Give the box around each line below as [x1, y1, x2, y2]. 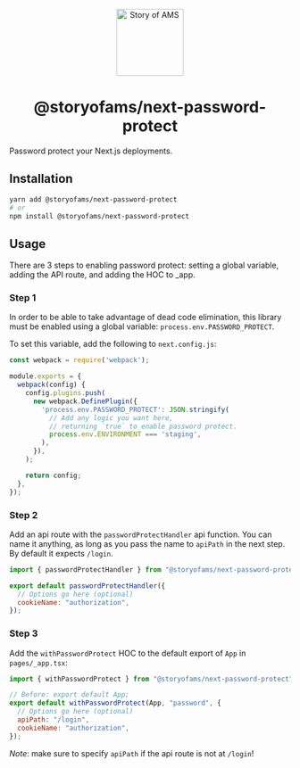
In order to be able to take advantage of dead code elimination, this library [9, 312, 282, 323]
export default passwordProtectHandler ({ [9, 581, 166, 590]
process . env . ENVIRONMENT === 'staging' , [48, 430, 202, 439]
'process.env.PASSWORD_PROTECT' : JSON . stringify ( [41, 405, 229, 414]
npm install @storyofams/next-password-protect [9, 211, 190, 220]
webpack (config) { [17, 380, 87, 390]
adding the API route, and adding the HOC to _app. [9, 269, 196, 280]
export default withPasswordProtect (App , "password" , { [9, 698, 221, 708]
